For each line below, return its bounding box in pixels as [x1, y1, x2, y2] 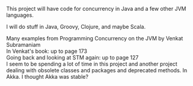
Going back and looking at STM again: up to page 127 [6, 54, 139, 61]
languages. [6, 11, 34, 19]
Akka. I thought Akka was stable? [6, 73, 89, 80]
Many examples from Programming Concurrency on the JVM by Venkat [6, 35, 183, 41]
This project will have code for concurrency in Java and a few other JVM [6, 5, 186, 12]
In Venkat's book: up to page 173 [6, 48, 87, 55]
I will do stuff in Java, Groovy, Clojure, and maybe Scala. [6, 23, 146, 30]
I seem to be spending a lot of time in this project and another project [6, 60, 177, 67]
